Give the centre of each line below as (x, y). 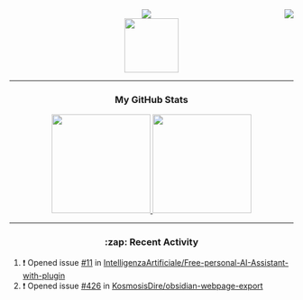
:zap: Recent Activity (151, 242)
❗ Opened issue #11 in (62, 262)
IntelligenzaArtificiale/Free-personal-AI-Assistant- (196, 262)
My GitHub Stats (151, 99)
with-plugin (44, 276)
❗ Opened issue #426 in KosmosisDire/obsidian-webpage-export (142, 286)
